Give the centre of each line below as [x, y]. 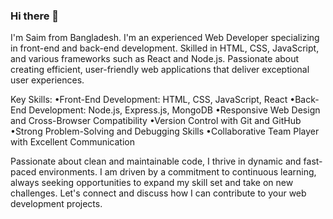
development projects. [56, 204]
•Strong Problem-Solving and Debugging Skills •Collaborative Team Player [165, 131]
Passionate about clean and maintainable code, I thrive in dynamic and [156, 161]
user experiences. [47, 80]
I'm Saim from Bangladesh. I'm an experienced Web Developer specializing [165, 38]
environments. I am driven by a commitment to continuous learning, [177, 172]
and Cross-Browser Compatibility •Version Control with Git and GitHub [156, 121]
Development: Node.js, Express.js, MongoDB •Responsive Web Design [174, 110]
